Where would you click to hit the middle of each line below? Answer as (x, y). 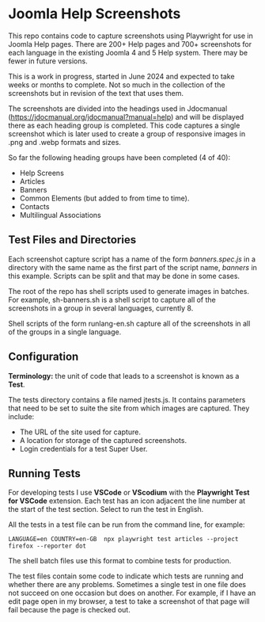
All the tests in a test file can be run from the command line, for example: (127, 525)
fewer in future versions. (48, 61)
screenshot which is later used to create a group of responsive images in (127, 134)
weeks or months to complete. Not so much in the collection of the (117, 85)
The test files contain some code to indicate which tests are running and (126, 576)
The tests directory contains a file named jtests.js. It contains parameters (127, 399)
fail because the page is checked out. (69, 610)
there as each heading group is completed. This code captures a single (124, 125)
